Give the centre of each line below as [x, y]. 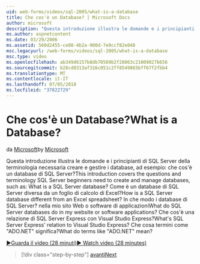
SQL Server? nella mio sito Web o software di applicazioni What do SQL [94, 206]
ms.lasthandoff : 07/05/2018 [41, 85]
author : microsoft [29, 23]
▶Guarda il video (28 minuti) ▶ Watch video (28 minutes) [77, 243]
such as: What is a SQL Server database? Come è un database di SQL [92, 186]
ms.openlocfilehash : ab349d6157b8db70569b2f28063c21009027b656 [87, 62]
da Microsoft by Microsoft [38, 149]
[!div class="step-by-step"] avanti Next [69, 254]
